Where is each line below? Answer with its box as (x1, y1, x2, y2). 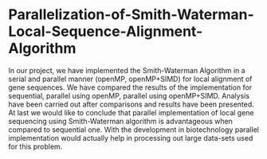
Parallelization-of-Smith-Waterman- (8, 6, 254, 24)
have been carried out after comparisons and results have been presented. (8, 99, 255, 109)
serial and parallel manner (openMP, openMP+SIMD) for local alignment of (8, 74, 253, 83)
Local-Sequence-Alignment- (8, 22, 203, 41)
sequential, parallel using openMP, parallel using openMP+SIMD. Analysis (8, 91, 249, 100)
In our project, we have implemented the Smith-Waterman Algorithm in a (8, 65, 245, 75)
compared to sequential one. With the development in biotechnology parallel (8, 125, 259, 134)
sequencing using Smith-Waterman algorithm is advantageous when (8, 116, 234, 126)
